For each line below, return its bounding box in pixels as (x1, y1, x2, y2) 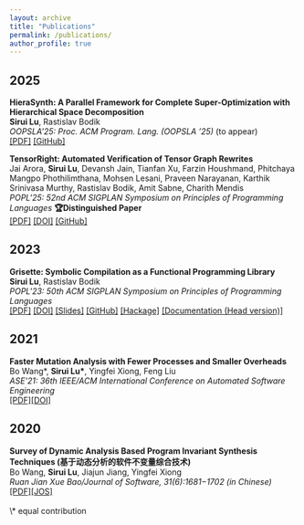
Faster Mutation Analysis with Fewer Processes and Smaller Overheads (9, 355, 288, 366)
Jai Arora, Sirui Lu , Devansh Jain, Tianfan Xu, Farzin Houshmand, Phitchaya (9, 163, 295, 174)
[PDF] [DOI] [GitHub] (9, 215, 89, 226)
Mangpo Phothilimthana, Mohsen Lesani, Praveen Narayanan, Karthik (9, 173, 271, 184)
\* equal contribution (9, 505, 87, 516)
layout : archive (9, 13, 71, 23)
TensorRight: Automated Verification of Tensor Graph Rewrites (9, 153, 254, 164)
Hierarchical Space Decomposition (9, 107, 144, 118)
